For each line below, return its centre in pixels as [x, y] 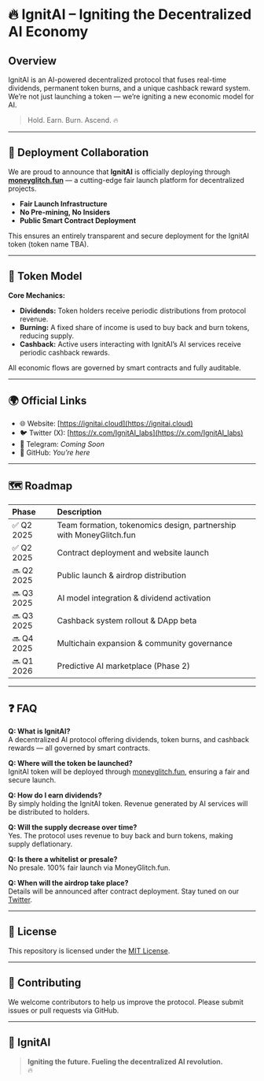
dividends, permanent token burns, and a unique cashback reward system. [129, 88]
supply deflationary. [40, 844]
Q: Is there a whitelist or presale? [63, 860]
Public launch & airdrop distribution [122, 575]
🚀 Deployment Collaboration [79, 152]
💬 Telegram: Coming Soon [62, 444]
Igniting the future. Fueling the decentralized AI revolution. [125, 1061]
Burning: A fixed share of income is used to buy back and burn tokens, [134, 327]
